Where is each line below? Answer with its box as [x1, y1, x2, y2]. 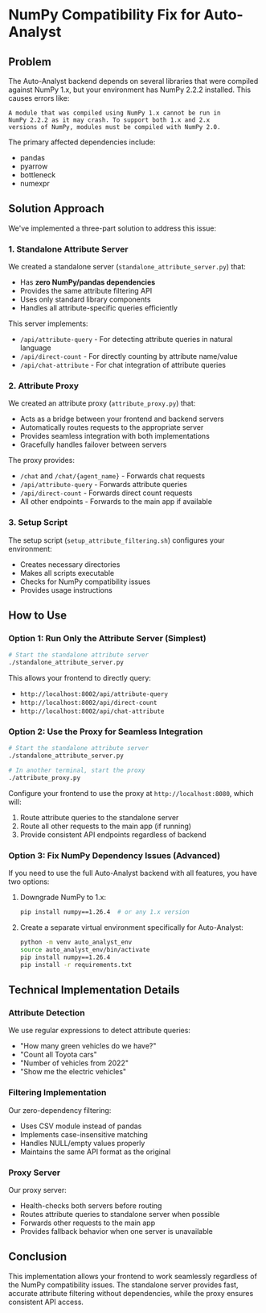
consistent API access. [8, 1297, 84, 1307]
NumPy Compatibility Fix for [8, 6, 201, 24]
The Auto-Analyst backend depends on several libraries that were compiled [8, 77, 259, 85]
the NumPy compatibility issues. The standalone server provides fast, [8, 1280, 239, 1290]
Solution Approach [8, 202, 104, 215]
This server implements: [8, 319, 88, 328]
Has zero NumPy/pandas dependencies [19, 277, 156, 287]
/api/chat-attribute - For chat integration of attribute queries [19, 361, 227, 370]
